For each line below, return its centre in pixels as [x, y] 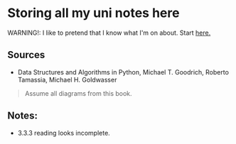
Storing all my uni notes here [93, 13]
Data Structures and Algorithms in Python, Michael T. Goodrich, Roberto [123, 72]
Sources [26, 55]
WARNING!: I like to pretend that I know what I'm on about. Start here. [109, 33]
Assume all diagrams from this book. [79, 93]
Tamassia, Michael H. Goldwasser [67, 79]
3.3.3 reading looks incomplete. [64, 133]
